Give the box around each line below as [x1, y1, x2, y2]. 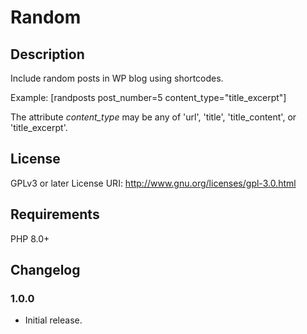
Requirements [10, 206, 100, 223]
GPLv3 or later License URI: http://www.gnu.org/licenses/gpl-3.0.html [10, 177, 297, 189]
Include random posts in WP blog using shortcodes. [10, 72, 224, 84]
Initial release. [24, 314, 83, 326]
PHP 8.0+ [10, 232, 50, 245]
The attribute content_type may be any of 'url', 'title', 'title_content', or [10, 111, 297, 123]
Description [10, 46, 85, 63]
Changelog [10, 262, 81, 279]
